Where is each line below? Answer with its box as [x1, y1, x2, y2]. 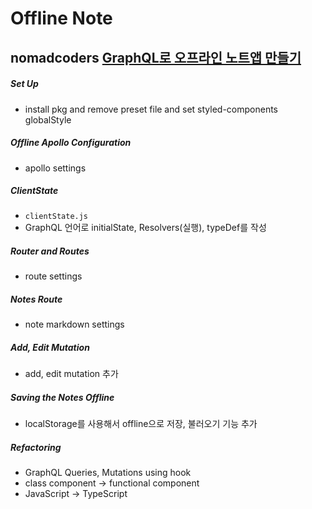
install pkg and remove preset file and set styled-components [24, 103, 278, 115]
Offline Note [10, 7, 113, 30]
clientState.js [24, 212, 89, 222]
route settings [24, 270, 83, 282]
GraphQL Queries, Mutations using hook [24, 467, 192, 479]
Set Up [10, 78, 39, 90]
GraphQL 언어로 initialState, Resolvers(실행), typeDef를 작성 [24, 222, 267, 234]
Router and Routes [10, 245, 90, 257]
